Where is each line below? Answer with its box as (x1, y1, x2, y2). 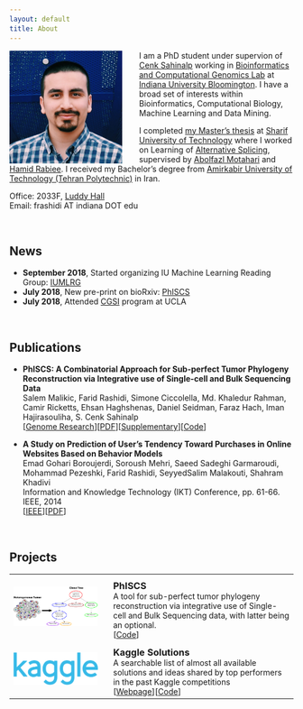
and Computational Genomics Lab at (139, 69, 275, 80)
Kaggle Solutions (113, 646, 190, 658)
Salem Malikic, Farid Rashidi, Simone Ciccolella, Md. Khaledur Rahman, (22, 392, 287, 403)
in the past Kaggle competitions (113, 677, 231, 687)
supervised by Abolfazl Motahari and (139, 153, 277, 164)
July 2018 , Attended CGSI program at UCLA (22, 296, 187, 307)
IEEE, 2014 (22, 496, 62, 507)
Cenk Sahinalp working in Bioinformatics (139, 60, 290, 70)
